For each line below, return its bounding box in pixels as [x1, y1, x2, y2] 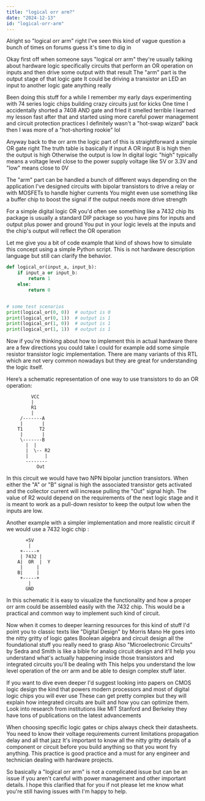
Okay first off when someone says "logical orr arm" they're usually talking [6, 56, 193, 63]
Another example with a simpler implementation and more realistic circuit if [6, 519, 195, 526]
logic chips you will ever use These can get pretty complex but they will [6, 692, 187, 700]
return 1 [28, 276, 51, 282]
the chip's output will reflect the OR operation [6, 227, 121, 235]
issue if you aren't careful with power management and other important [6, 775, 187, 782]
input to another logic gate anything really [6, 82, 112, 89]
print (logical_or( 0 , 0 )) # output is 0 [6, 309, 111, 315]
